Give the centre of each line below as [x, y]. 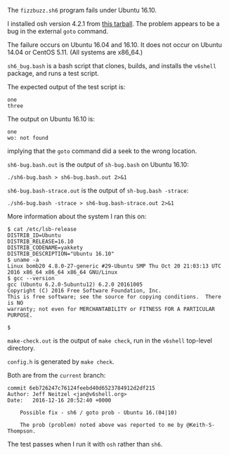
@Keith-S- [201, 425]
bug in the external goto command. [58, 31]
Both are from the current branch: [57, 375]
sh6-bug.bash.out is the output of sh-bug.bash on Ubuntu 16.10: [98, 165]
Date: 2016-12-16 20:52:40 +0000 [59, 400]
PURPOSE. [20, 315]
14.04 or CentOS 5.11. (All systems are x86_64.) [75, 52]
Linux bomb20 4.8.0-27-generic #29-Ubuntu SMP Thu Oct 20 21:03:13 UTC [114, 266]
